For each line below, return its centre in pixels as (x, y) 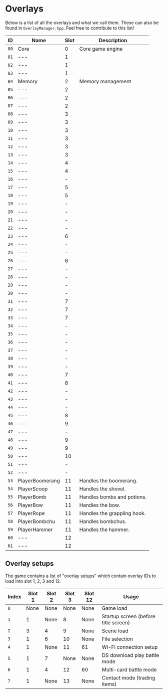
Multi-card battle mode (129, 669)
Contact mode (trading (128, 677)
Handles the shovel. (102, 488)
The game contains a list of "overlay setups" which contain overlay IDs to (81, 576)
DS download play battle (130, 655)
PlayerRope (31, 513)
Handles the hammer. (104, 530)
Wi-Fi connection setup (130, 647)
